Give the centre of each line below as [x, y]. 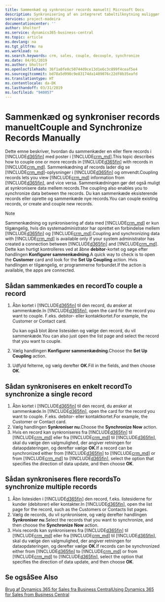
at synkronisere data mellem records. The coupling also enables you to [76, 188]
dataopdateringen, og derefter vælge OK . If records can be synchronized [86, 546]
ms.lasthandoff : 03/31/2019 [34, 88]
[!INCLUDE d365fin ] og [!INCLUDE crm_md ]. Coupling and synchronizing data [82, 234]
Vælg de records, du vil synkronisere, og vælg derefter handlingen [80, 515]
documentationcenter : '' [31, 23]
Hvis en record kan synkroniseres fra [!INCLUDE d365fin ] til [72, 432]
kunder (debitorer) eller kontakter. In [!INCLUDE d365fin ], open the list [82, 504]
